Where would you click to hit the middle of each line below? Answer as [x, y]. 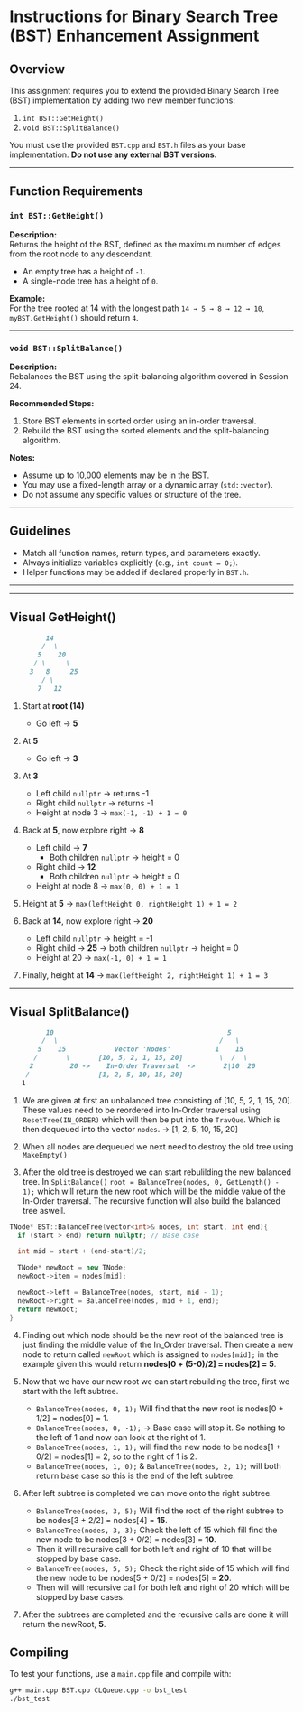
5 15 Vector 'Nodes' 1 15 [141, 1049]
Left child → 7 [61, 847]
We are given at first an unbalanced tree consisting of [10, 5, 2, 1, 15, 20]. [157, 1100]
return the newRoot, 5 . [64, 1624]
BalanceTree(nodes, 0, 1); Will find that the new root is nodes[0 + [160, 1408]
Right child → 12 [66, 866]
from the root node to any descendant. [81, 254]
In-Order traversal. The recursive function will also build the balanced [151, 1200]
